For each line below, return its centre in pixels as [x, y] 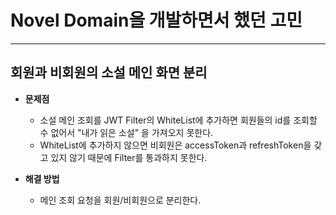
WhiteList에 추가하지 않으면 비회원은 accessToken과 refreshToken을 [175, 145]
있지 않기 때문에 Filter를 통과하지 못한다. [129, 157]
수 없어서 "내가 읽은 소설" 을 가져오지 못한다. [126, 132]
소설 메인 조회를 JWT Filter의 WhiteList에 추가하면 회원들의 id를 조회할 [178, 120]
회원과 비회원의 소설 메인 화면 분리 [109, 72]
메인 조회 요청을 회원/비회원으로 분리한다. [120, 200]
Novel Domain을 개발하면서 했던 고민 [156, 20]
